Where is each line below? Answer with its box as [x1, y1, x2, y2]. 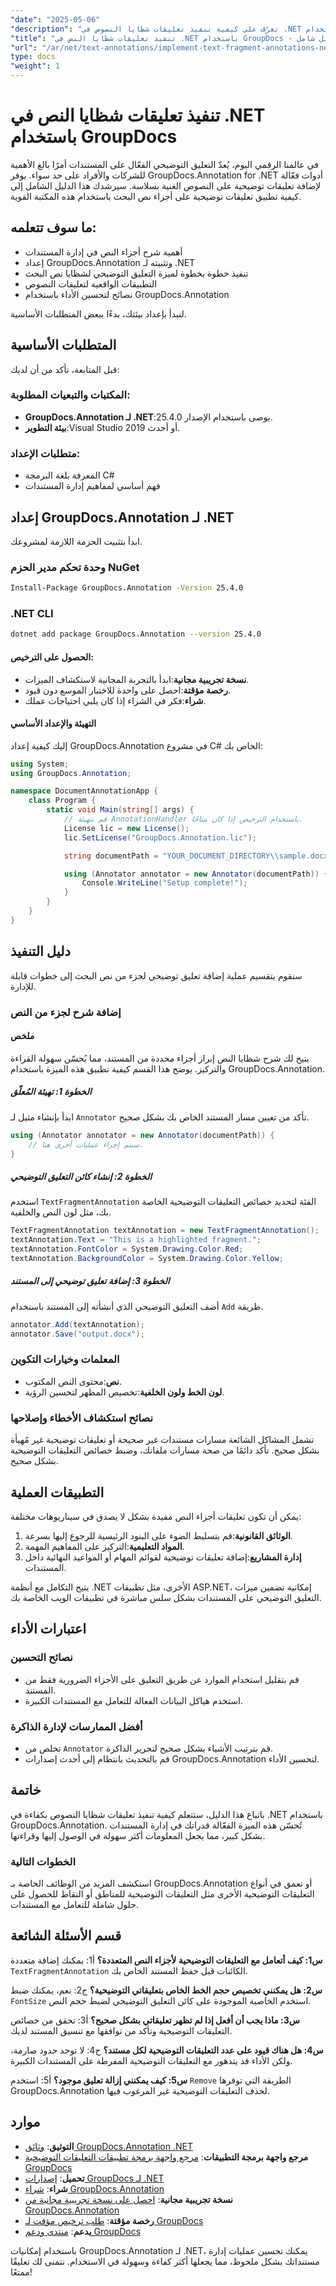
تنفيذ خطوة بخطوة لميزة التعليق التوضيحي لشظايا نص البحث [24, 267, 249, 279]
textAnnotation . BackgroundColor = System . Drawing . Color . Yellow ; [10, 1253, 284, 1263]
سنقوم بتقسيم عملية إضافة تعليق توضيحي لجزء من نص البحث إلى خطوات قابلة [10, 969, 303, 981]
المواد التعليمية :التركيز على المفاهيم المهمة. [24, 1540, 185, 1552]
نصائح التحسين [10, 1651, 73, 1665]
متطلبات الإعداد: [10, 446, 81, 460]
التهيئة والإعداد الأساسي [10, 717, 97, 730]
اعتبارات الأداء [10, 1621, 87, 1638]
